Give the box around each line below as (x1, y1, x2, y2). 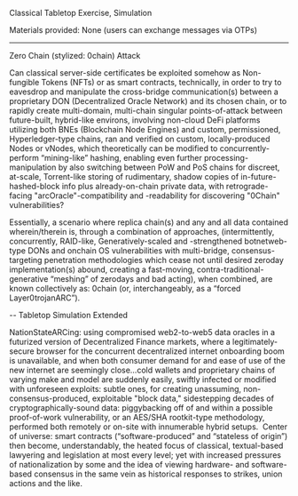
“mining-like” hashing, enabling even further (41, 153, 202, 163)
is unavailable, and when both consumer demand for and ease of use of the (9, 356, 286, 365)
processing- (203, 153, 249, 163)
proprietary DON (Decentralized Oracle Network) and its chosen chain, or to (9, 96, 287, 106)
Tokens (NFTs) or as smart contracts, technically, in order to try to (41, 77, 282, 87)
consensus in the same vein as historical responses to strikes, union (34, 468, 283, 479)
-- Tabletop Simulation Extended (9, 310, 129, 320)
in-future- (240, 172, 277, 181)
